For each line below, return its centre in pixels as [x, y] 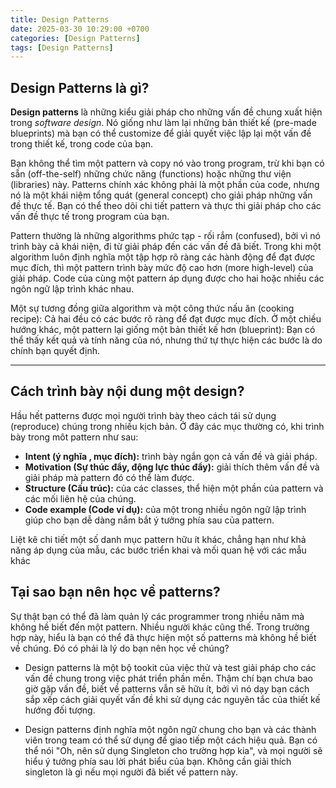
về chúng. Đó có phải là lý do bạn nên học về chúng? [120, 648]
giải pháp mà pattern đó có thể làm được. [109, 477]
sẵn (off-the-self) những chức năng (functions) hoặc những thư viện [151, 174]
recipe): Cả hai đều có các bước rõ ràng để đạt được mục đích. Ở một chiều [166, 319]
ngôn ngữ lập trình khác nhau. [72, 289]
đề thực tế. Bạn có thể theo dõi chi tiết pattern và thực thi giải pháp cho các [166, 206]
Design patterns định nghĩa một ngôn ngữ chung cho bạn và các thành [170, 729]
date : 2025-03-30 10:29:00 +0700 [80, 29]
